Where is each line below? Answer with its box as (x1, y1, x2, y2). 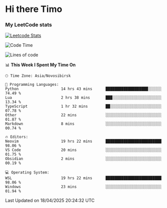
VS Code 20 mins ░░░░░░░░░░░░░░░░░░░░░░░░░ (5, 148, 162, 153)
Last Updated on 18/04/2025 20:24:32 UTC (5, 198, 95, 204)
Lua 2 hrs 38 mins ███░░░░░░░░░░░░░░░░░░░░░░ (5, 95, 162, 100)
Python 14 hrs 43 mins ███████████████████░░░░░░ (5, 86, 162, 92)
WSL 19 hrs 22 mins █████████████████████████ (5, 176, 162, 181)
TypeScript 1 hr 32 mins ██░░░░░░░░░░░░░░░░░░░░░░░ (5, 104, 162, 109)
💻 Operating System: (5, 170, 50, 175)
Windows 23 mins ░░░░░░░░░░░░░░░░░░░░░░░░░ (5, 185, 162, 190)
